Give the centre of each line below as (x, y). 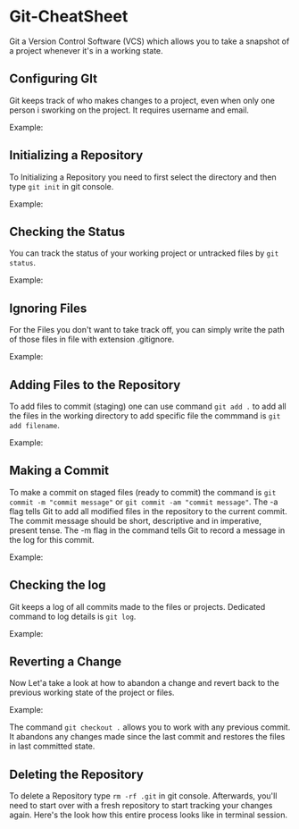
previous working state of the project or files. (92, 693)
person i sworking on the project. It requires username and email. (129, 110)
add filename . (34, 425)
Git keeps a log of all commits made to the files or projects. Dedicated (137, 606)
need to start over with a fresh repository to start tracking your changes (141, 806)
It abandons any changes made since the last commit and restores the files (147, 737)
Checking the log (58, 585)
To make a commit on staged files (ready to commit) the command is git (143, 492)
